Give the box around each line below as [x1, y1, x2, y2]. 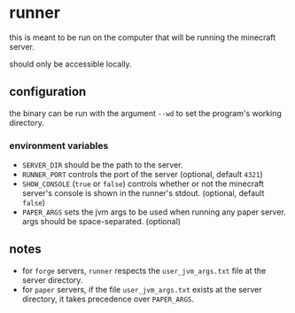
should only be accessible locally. [9, 59, 133, 69]
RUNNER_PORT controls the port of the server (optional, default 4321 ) [21, 169, 263, 180]
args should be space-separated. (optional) [21, 216, 182, 227]
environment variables [9, 139, 109, 152]
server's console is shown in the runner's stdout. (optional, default [21, 188, 265, 199]
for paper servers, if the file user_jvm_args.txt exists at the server [21, 284, 262, 294]
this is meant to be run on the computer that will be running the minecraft [9, 32, 276, 43]
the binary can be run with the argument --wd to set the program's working [9, 107, 282, 118]
